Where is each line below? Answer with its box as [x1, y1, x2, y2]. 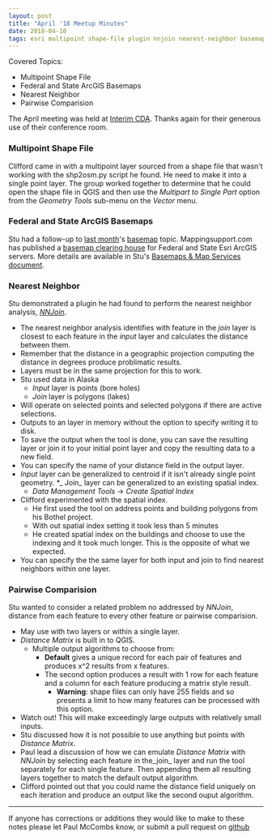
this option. [56, 704, 95, 714]
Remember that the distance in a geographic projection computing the [19, 349, 255, 359]
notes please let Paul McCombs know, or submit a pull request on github [8, 822, 250, 832]
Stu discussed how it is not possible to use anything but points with [19, 730, 245, 740]
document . [8, 260, 45, 270]
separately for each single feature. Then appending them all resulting [19, 765, 251, 774]
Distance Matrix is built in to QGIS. [19, 635, 135, 645]
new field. [19, 452, 54, 462]
